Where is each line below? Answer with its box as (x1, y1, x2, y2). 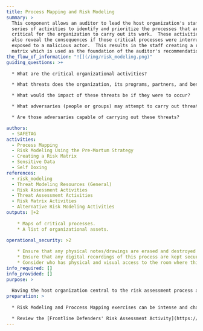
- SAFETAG (11, 130, 36, 137)
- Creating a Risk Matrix (11, 153, 77, 159)
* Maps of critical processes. (17, 220, 96, 227)
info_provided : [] (6, 271, 53, 277)
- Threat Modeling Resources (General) (11, 181, 112, 187)
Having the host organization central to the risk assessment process (11, 288, 193, 294)
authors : (6, 125, 28, 131)
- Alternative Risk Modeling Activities (11, 204, 115, 210)
